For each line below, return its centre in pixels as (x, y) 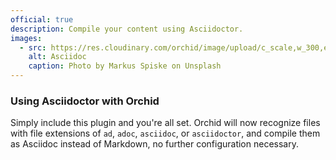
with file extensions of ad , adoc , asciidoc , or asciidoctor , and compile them (165, 133)
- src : (33, 47)
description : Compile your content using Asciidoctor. (127, 29)
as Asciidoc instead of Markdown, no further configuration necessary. (154, 144)
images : (26, 38)
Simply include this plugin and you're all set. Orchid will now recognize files (165, 123)
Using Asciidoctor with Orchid (85, 101)
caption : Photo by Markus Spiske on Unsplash (125, 66)
